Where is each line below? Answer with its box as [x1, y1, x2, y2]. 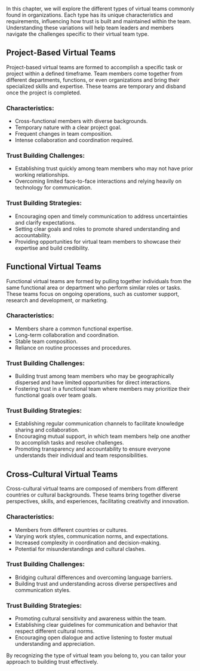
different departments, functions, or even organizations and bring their [6, 76, 180, 83]
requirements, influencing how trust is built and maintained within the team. [6, 18, 192, 24]
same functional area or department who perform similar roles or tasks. [6, 284, 182, 291]
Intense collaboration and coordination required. [14, 137, 134, 144]
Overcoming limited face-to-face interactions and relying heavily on [14, 177, 182, 185]
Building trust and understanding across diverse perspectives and [14, 580, 177, 587]
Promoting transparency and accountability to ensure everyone [14, 445, 171, 453]
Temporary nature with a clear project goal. [14, 124, 122, 131]
